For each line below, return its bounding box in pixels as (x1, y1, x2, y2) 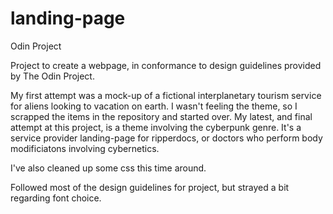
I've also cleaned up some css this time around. (10, 162, 207, 174)
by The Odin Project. (10, 70, 95, 82)
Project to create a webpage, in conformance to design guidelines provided (10, 59, 322, 71)
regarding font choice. (10, 192, 102, 204)
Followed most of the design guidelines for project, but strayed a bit (10, 181, 290, 193)
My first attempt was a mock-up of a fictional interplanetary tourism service (10, 89, 322, 101)
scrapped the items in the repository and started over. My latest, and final (10, 110, 313, 122)
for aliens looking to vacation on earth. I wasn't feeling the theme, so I (10, 100, 298, 112)
